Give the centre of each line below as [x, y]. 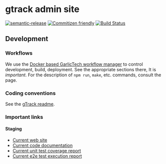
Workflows [19, 53]
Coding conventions [31, 93]
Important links [24, 117]
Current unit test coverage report [47, 151]
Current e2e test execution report [47, 156]
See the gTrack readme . [30, 104]
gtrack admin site [42, 9]
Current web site [30, 140]
